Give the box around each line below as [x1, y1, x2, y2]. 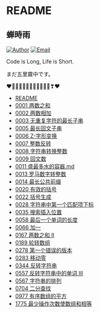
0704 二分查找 [15, 285, 52, 292]
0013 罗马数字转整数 [15, 170, 67, 178]
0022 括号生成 [15, 193, 52, 200]
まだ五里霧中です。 [6, 71, 54, 77]
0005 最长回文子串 [15, 124, 62, 132]
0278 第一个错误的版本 [15, 246, 73, 254]
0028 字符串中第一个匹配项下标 [15, 201, 94, 208]
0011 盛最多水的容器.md [15, 163, 75, 170]
